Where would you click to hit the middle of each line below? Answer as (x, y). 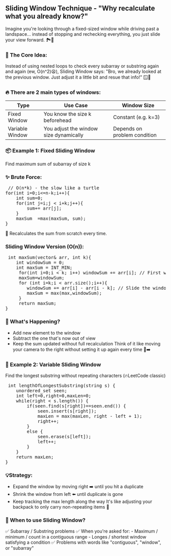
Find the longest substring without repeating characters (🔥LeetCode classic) (85, 375)
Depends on (128, 129)
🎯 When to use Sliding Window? (45, 520)
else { (35, 431)
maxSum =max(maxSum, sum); (51, 219)
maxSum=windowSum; (41, 278)
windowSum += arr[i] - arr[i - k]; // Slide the (89, 288)
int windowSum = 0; (40, 263)
